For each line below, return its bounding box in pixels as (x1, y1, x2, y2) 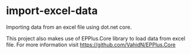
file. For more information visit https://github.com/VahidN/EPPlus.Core (6, 41, 176, 48)
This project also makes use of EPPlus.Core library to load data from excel (6, 35, 186, 42)
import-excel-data (6, 4, 98, 18)
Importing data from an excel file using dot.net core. (6, 23, 132, 31)
